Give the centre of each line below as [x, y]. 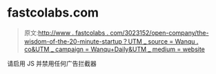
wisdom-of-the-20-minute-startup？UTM [83, 41]
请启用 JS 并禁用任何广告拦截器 [52, 63]
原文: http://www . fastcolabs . [66, 33]
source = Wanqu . [173, 41]
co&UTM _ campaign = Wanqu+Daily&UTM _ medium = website [115, 49]
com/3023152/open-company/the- [159, 33]
